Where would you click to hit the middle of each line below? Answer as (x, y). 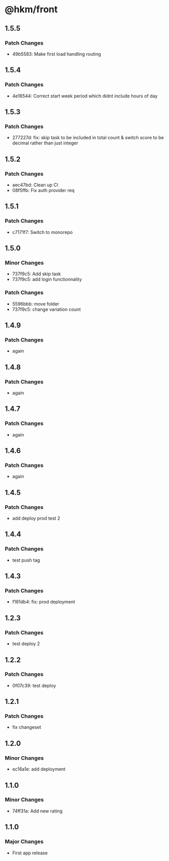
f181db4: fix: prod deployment (43, 602)
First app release (30, 853)
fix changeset (27, 727)
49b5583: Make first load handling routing (57, 54)
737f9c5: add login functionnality (47, 279)
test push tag (26, 560)
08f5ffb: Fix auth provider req (43, 190)
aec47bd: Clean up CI (35, 185)
